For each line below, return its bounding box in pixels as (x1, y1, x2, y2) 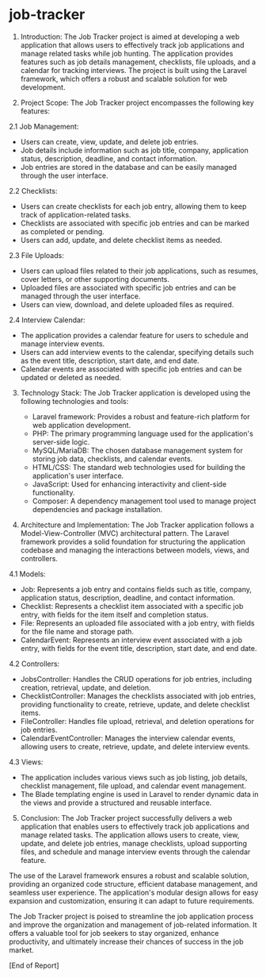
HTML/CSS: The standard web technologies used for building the (32, 462, 246, 472)
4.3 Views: (9, 757, 44, 767)
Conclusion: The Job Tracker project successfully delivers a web (20, 813, 233, 822)
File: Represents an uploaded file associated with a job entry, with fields (20, 618, 255, 628)
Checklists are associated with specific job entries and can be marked (20, 218, 249, 228)
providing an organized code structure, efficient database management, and (9, 879, 258, 888)
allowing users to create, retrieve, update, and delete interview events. (20, 741, 250, 751)
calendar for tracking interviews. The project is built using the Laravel (20, 65, 248, 75)
